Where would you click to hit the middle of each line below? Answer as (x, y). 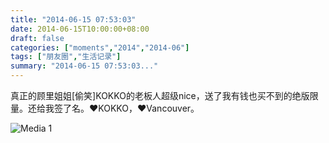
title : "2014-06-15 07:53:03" (73, 19)
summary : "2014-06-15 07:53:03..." (84, 66)
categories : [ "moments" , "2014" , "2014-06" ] (100, 47)
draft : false (37, 38)
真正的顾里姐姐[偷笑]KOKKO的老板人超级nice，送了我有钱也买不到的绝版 (160, 95)
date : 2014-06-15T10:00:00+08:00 (80, 29)
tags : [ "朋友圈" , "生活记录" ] (66, 57)
